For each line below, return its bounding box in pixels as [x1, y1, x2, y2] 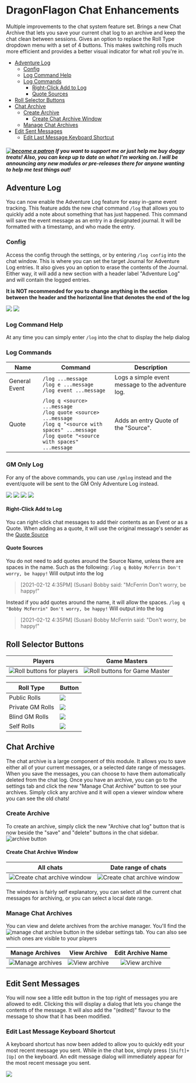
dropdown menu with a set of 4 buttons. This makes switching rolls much [6, 42, 183, 49]
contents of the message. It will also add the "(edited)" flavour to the [6, 1007, 171, 1014]
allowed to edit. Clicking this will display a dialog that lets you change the [6, 1000, 181, 1007]
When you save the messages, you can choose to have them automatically [6, 770, 185, 777]
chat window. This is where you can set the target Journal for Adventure [6, 257, 180, 264]
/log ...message [43, 375, 87, 382]
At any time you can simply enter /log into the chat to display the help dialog [6, 333, 190, 340]
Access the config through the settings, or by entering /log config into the [6, 251, 186, 258]
